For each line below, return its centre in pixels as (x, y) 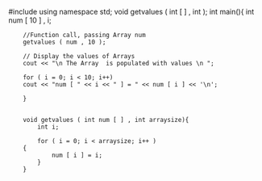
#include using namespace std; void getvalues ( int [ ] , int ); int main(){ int (131, 12)
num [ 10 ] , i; (30, 20)
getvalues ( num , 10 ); (64, 42)
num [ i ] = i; (77, 155)
